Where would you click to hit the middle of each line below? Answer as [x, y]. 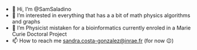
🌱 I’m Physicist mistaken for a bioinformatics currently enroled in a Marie [101, 28]
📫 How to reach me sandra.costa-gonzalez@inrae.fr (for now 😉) [93, 41]
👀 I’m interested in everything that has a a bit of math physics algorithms [101, 15]
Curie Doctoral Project [39, 34]
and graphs [26, 21]
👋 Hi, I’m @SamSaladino [42, 9]
